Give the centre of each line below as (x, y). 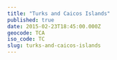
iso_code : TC (26, 39)
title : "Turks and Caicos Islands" (59, 13)
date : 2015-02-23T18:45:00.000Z (54, 26)
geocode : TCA (26, 33)
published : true (31, 20)
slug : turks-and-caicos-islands (54, 46)
